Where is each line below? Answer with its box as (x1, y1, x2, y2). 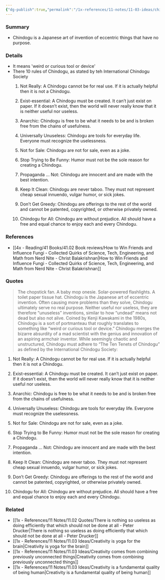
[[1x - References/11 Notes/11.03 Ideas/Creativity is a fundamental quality (12, 564, 160, 570)
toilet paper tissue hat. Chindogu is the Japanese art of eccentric (17, 294, 149, 300)
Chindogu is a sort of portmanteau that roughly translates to (17, 320, 139, 326)
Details (5, 52, 23, 59)
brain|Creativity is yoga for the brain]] (12, 544, 89, 550)
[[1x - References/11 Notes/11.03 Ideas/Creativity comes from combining (12, 549, 158, 554)
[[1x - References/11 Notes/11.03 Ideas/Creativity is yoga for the (12, 538, 141, 544)
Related (5, 506, 24, 513)
